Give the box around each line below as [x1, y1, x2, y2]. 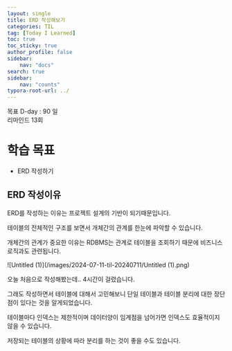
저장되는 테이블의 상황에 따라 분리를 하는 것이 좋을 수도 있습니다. [7, 336, 181, 345]
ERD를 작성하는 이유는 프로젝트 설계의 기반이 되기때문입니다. [7, 208, 171, 217]
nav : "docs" [19, 62, 54, 69]
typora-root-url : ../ [7, 87, 70, 94]
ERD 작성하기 [17, 167, 54, 175]
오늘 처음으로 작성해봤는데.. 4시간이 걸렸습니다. [7, 275, 135, 283]
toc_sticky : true [7, 42, 57, 49]
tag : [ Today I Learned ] [7, 29, 76, 37]
